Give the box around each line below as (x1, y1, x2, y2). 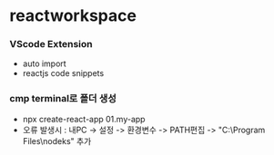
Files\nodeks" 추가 (22, 135, 92, 146)
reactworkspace (9, 5, 137, 26)
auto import (22, 58, 66, 69)
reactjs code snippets (22, 68, 105, 79)
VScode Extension (9, 38, 93, 51)
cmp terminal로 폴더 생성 (9, 92, 117, 105)
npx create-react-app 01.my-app (22, 113, 146, 124)
